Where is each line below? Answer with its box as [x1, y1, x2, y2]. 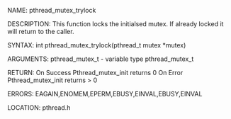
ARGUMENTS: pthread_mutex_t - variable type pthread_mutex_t [7, 55, 194, 63]
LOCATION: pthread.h [7, 103, 71, 112]
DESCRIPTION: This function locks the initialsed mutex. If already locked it [7, 20, 224, 28]
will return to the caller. [7, 28, 74, 35]
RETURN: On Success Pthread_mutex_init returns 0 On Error [7, 69, 184, 76]
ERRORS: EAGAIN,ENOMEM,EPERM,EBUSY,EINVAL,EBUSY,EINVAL [7, 90, 203, 98]
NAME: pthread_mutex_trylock [7, 6, 96, 14]
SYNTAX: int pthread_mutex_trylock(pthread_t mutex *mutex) [7, 41, 186, 49]
